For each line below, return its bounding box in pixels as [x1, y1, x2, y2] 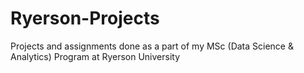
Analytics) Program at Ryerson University [10, 50, 181, 62]
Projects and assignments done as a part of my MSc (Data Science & [10, 40, 294, 52]
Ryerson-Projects [10, 7, 160, 30]
